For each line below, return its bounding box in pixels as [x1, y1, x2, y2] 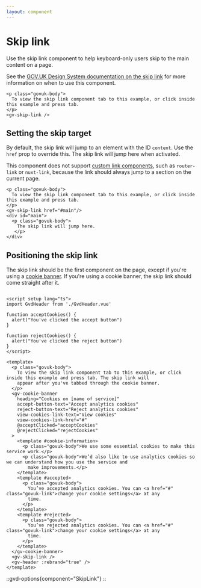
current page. [6, 175, 40, 182]
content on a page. [6, 61, 53, 68]
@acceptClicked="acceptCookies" [17, 422, 98, 429]
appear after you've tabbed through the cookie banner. [17, 380, 161, 386]
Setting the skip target [6, 128, 92, 138]
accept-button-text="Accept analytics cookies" [17, 401, 138, 407]
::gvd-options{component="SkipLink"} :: [6, 575, 107, 583]
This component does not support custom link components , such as [6, 162, 176, 169]
